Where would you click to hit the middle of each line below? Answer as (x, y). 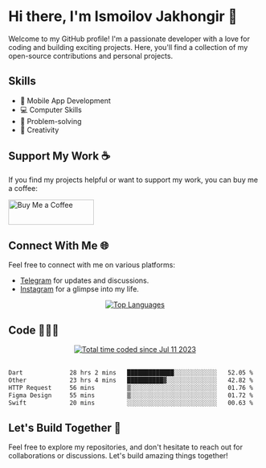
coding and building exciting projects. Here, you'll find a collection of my (128, 47)
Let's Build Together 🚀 (65, 427)
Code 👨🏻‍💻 (34, 330)
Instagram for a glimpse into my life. (79, 289)
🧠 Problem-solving (51, 121)
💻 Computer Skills (51, 110)
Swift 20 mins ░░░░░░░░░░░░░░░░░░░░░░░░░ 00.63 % (131, 403)
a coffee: (23, 188)
